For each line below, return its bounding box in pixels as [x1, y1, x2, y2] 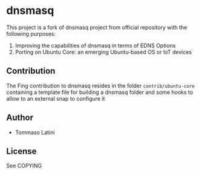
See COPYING [6, 162, 42, 170]
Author [6, 113, 33, 123]
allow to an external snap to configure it [6, 95, 105, 102]
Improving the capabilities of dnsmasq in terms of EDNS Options [15, 42, 176, 49]
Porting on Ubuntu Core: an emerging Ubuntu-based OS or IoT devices [15, 48, 192, 55]
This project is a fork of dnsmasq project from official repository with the [6, 24, 188, 31]
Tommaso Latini [15, 129, 55, 136]
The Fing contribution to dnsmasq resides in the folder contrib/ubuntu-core [6, 82, 195, 89]
